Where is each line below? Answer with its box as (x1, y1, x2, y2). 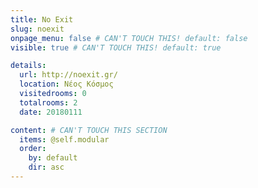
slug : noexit (10, 24, 65, 34)
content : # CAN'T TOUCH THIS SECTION (10, 125, 168, 135)
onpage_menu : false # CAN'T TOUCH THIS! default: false (10, 33, 248, 43)
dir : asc (28, 162, 65, 173)
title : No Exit (10, 14, 74, 25)
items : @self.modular (19, 134, 110, 145)
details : (10, 61, 47, 71)
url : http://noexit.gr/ (19, 70, 118, 80)
